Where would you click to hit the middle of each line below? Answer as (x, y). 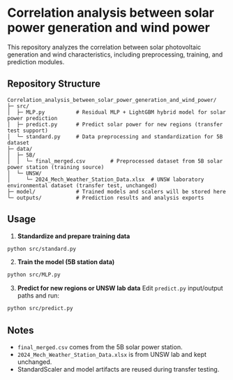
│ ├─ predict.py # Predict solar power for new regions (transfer (115, 124)
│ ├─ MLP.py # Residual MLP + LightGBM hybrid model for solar (117, 112)
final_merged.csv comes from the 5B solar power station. (100, 347)
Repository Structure (54, 84)
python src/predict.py (40, 309)
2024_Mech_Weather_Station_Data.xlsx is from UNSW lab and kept (112, 355)
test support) (28, 131)
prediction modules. (36, 61)
